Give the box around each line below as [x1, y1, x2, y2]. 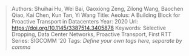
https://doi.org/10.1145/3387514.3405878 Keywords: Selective [11, 24, 166, 31]
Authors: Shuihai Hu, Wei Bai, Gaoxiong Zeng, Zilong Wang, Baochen [11, 5, 184, 12]
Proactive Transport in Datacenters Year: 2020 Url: [11, 18, 139, 25]
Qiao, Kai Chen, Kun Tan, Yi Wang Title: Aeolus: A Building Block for [11, 11, 181, 19]
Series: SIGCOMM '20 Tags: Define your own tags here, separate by [11, 37, 182, 44]
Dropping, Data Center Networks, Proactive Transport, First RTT [11, 31, 172, 38]
